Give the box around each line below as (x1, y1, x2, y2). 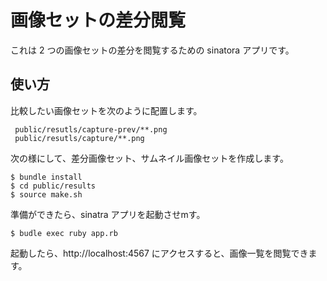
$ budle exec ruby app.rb (10, 228, 118, 238)
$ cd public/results (10, 181, 97, 191)
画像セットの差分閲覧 (10, 9, 187, 32)
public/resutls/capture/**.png (14, 133, 145, 143)
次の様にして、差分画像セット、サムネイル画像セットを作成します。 (10, 152, 289, 164)
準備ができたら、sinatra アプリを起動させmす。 (10, 208, 206, 220)
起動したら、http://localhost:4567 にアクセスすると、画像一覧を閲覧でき (10, 247, 309, 259)
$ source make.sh (10, 189, 83, 200)
